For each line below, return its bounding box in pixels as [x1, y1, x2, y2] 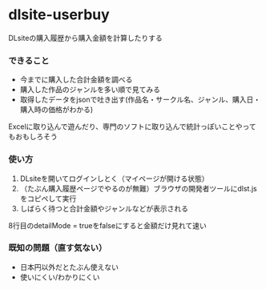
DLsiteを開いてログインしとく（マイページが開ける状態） [19, 174, 210, 183]
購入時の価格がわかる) [19, 105, 94, 114]
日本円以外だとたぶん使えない [19, 262, 119, 271]
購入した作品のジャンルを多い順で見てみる [19, 85, 161, 94]
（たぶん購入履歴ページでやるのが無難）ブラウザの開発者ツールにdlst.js [19, 183, 258, 193]
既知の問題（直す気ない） [8, 243, 107, 254]
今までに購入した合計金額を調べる [19, 74, 133, 85]
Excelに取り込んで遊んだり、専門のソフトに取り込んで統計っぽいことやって [8, 122, 256, 131]
